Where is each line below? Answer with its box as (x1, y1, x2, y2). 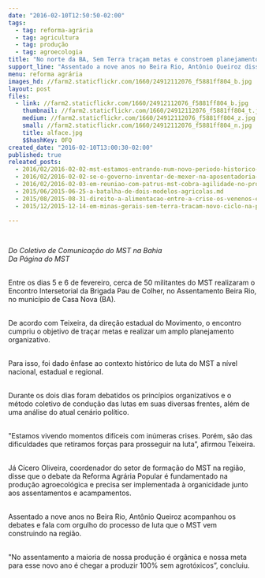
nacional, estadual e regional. (8, 367, 104, 377)
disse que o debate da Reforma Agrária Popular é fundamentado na (8, 472, 229, 481)
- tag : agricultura (15, 33, 80, 42)
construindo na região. (8, 529, 82, 539)
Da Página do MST (8, 254, 70, 264)
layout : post (8, 84, 51, 93)
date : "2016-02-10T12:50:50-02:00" (8, 11, 125, 20)
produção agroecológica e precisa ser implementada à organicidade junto (8, 480, 248, 490)
